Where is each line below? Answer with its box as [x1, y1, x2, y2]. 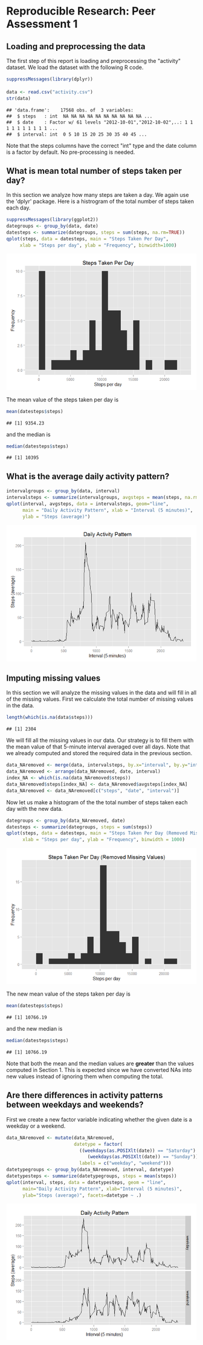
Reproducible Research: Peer [6, 4, 156, 18]
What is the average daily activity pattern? [6, 471, 170, 481]
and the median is [6, 431, 51, 438]
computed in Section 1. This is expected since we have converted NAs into [6, 1066, 192, 1073]
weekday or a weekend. [6, 1122, 66, 1129]
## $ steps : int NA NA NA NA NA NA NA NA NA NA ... [6, 113, 153, 119]
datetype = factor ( [73, 1141, 123, 1147]
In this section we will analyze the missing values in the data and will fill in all [6, 689, 197, 696]
